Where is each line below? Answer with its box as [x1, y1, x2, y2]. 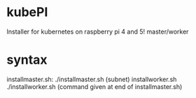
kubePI [6, 4, 48, 20]
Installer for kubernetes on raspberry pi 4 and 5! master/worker [6, 27, 189, 36]
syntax [6, 52, 48, 68]
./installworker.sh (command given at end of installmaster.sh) [6, 82, 183, 91]
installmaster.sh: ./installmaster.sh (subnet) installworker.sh [6, 75, 177, 83]
